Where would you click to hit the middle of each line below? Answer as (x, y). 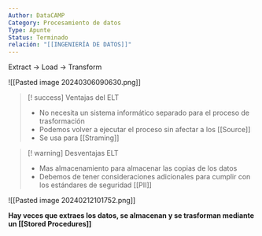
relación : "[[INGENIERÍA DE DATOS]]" (70, 45)
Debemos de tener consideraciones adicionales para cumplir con (145, 177)
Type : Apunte (30, 30)
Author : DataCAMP (37, 15)
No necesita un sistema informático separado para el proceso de (144, 113)
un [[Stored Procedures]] (50, 224)
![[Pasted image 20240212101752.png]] (72, 201)
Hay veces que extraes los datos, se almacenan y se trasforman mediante (131, 216)
